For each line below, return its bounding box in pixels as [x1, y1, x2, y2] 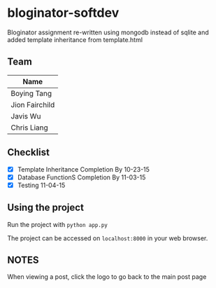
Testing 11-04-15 [17, 181, 66, 189]
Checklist [7, 146, 50, 158]
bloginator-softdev [7, 5, 120, 21]
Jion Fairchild [10, 100, 55, 109]
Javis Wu [10, 111, 41, 121]
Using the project [7, 202, 84, 214]
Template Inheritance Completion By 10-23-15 [17, 165, 150, 173]
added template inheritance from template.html [7, 35, 143, 43]
